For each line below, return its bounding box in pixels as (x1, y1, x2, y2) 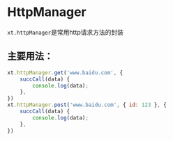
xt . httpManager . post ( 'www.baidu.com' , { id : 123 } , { (7, 101, 167, 108)
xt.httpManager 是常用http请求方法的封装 (7, 28, 124, 36)
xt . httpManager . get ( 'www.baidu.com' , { (7, 69, 123, 76)
